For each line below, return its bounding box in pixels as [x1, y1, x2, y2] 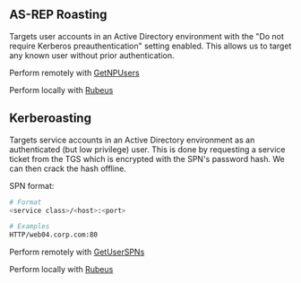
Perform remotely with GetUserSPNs [9, 246, 145, 258]
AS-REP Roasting [9, 7, 107, 22]
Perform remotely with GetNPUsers [9, 67, 141, 78]
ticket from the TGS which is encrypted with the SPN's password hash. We [9, 153, 285, 164]
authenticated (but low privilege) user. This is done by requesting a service [9, 143, 286, 155]
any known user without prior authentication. [9, 49, 175, 61]
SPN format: [9, 180, 55, 191]
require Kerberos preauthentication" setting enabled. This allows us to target [9, 40, 292, 51]
